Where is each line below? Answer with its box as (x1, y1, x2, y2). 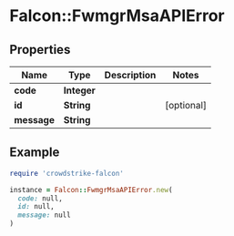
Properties (9, 42, 71, 57)
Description (104, 69, 157, 81)
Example (9, 145, 60, 160)
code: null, (17, 193, 64, 203)
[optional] (165, 99, 208, 111)
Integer (63, 84, 96, 97)
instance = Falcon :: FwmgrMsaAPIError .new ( (9, 185, 173, 194)
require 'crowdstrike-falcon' (9, 169, 125, 178)
